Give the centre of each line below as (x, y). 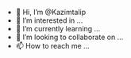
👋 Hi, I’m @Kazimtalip (51, 12)
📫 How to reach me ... (52, 46)
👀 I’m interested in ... (49, 20)
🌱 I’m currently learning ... (58, 29)
